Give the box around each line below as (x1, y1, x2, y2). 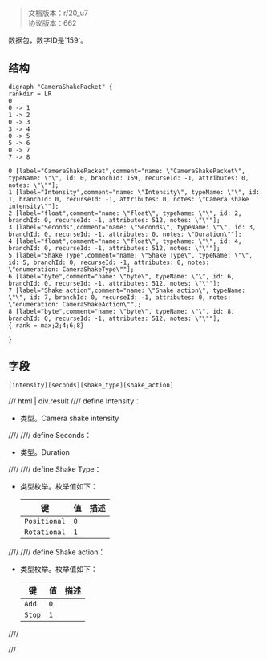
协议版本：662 (27, 18, 77, 28)
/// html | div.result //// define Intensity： (8, 396, 142, 406)
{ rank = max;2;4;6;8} (8, 322, 84, 330)
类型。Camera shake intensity (19, 413, 119, 423)
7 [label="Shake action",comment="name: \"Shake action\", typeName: (8, 286, 246, 294)
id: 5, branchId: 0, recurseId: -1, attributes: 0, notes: (8, 258, 210, 266)
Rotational (23, 527, 66, 537)
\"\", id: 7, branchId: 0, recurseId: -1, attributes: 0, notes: (8, 294, 231, 302)
